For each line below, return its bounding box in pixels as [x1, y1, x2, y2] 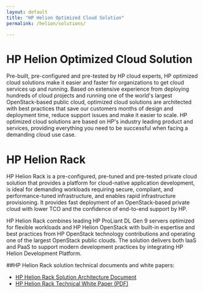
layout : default [6, 9, 48, 15]
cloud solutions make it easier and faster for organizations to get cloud [6, 79, 185, 86]
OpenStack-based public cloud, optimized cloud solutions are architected [6, 99, 192, 106]
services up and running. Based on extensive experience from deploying [6, 85, 190, 93]
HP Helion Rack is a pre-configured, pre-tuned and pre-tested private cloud [6, 173, 197, 180]
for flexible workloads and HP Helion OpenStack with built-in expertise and [6, 224, 195, 231]
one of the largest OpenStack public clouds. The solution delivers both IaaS [6, 237, 197, 244]
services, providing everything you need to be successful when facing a [6, 124, 188, 132]
